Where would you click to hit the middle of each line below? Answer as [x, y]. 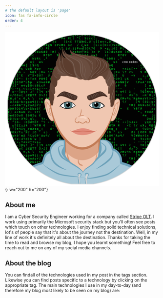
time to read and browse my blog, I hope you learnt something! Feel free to [80, 243]
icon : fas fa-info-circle [31, 15]
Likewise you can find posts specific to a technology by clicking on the [76, 280]
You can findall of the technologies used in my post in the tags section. [76, 275]
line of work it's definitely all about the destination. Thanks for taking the [78, 238]
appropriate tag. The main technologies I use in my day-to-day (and [73, 285]
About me [20, 205]
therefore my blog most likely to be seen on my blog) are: [63, 290]
